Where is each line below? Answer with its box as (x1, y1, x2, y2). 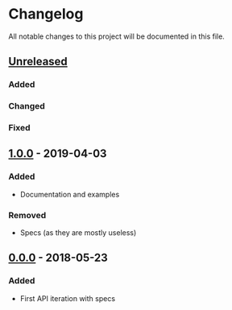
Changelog (8, 5, 84, 23)
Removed (8, 209, 47, 221)
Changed (8, 101, 46, 112)
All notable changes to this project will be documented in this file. (8, 31, 226, 41)
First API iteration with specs (19, 293, 115, 303)
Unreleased (8, 55, 68, 68)
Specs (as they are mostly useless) (19, 228, 137, 238)
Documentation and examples (19, 189, 120, 199)
